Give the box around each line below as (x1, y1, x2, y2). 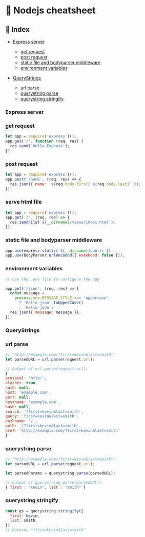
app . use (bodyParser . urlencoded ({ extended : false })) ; (5, 253, 125, 258)
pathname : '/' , (5, 419, 38, 424)
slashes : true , (5, 381, 38, 386)
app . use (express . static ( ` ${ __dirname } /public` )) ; (5, 248, 114, 253)
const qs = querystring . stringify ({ (5, 508, 84, 513)
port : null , (5, 394, 31, 400)
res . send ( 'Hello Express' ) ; (10, 143, 70, 148)
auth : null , (5, 385, 31, 390)
